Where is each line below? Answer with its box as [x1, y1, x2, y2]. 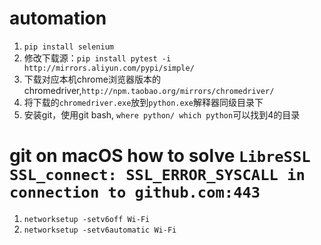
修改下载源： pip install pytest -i [23, 52, 172, 64]
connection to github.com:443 [9, 183, 261, 202]
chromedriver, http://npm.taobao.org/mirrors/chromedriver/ [23, 84, 275, 96]
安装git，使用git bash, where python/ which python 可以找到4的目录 [23, 108, 301, 121]
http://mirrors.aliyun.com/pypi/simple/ [23, 63, 195, 73]
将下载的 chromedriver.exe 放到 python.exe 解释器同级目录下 [23, 96, 264, 108]
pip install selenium [23, 42, 114, 52]
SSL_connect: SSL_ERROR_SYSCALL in [9, 166, 306, 185]
